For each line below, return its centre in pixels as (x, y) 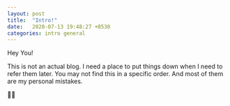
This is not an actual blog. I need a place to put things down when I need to (115, 66)
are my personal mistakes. (45, 82)
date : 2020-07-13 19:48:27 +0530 (59, 26)
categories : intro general (46, 33)
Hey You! (20, 53)
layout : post (26, 14)
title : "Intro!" (32, 20)
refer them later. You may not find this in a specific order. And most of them (115, 74)
